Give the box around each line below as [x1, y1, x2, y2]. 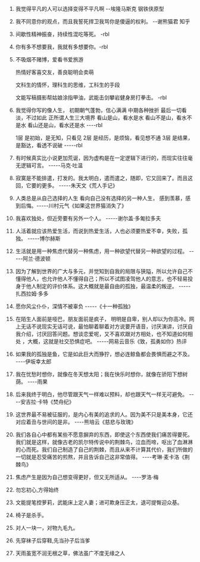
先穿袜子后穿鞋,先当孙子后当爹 [15, 537, 90, 544]
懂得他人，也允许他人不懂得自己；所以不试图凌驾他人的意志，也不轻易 [15, 275, 188, 282]
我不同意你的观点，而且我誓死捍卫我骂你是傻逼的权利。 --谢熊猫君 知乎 [15, 18, 190, 25]
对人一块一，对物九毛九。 [15, 524, 79, 531]
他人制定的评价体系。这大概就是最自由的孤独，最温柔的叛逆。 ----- [26, 283, 191, 289]
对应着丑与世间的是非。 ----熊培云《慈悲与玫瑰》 [15, 418, 136, 425]
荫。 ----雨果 [15, 378, 48, 385]
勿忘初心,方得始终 [15, 486, 59, 493]
